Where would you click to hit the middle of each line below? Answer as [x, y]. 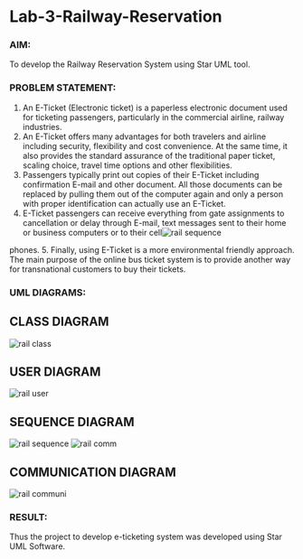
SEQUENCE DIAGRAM [72, 422]
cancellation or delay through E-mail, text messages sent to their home [154, 222]
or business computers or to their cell [92, 232]
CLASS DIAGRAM [59, 322]
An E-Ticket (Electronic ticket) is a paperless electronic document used [155, 107]
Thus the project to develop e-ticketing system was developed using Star [146, 537]
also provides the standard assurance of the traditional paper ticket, [149, 155]
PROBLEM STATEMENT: [63, 88]
